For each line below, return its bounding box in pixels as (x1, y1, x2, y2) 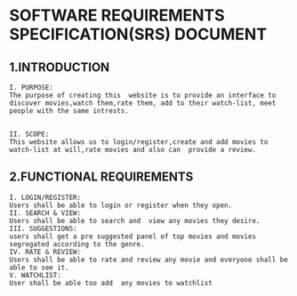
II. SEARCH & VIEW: (9, 208, 82, 218)
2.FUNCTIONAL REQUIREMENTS (9, 170, 194, 185)
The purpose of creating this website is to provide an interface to (9, 91, 277, 100)
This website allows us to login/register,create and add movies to (9, 138, 269, 147)
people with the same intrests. (9, 107, 129, 116)
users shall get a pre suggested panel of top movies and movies (9, 232, 256, 241)
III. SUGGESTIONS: (9, 224, 77, 233)
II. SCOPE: (9, 130, 50, 139)
